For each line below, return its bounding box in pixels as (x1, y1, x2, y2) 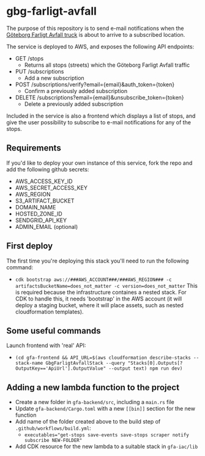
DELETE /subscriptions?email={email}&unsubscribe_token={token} (15, 94, 185, 101)
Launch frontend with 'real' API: (6, 342, 86, 349)
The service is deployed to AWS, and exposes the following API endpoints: (6, 43, 195, 50)
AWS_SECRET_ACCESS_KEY (15, 184, 88, 191)
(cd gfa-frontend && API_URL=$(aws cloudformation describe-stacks (15, 355, 191, 361)
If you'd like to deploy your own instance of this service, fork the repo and (6, 159, 193, 166)
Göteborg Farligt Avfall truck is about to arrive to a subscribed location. (6, 31, 185, 38)
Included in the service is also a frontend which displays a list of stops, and (6, 112, 196, 119)
